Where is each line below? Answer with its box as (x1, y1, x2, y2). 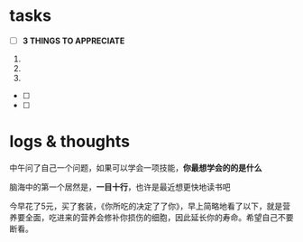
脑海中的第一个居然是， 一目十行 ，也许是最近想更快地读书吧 (9, 181, 231, 192)
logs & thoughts (9, 132, 131, 152)
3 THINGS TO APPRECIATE (22, 35, 125, 46)
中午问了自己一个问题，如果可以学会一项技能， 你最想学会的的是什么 (9, 162, 262, 172)
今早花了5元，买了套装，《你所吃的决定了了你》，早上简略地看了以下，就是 (9, 200, 283, 211)
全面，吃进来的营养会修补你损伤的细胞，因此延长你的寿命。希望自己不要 (24, 211, 294, 222)
